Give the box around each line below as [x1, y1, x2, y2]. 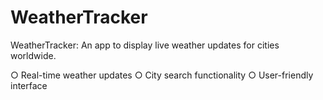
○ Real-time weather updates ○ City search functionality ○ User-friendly [10, 69, 314, 81]
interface [10, 79, 48, 91]
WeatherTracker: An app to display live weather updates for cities [10, 39, 280, 51]
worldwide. [10, 49, 57, 61]
